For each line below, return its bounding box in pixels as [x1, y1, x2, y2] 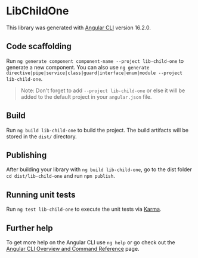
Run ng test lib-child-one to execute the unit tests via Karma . [6, 205, 162, 213]
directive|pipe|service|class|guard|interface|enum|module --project [6, 70, 183, 76]
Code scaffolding [6, 41, 72, 51]
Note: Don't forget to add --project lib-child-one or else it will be [20, 87, 185, 94]
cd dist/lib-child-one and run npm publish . [6, 172, 115, 180]
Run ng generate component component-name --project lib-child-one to [6, 57, 184, 64]
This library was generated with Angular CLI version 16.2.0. [6, 24, 151, 31]
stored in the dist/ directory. [6, 133, 78, 140]
